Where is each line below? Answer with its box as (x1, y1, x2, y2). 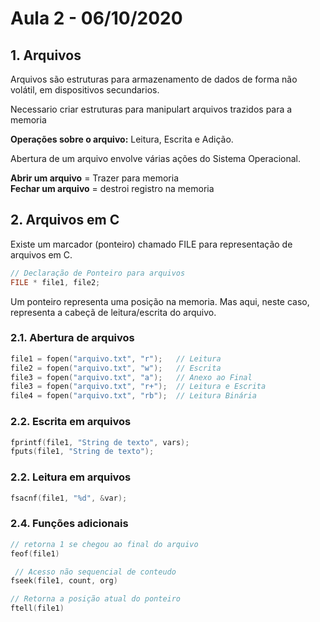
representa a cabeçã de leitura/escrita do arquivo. (10, 306, 217, 318)
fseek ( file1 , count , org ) (10, 576, 118, 586)
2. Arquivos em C (10, 212, 120, 229)
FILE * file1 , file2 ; (10, 277, 101, 287)
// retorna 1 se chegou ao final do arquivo (10, 539, 199, 549)
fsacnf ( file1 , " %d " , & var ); (10, 493, 128, 503)
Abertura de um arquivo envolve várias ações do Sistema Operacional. (10, 153, 302, 164)
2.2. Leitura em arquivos (10, 470, 132, 484)
